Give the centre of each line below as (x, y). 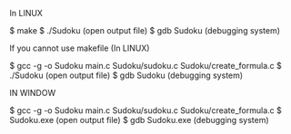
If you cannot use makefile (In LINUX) (80, 48)
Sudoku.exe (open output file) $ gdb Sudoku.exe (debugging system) (140, 120)
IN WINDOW (33, 93)
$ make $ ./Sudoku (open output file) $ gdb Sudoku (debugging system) (145, 30)
